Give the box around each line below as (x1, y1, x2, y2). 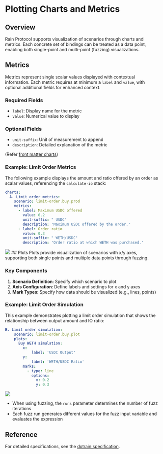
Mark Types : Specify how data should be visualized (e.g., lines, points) (12, 289, 156, 295)
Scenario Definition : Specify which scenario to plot (12, 279, 117, 284)
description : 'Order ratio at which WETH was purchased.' (23, 240, 144, 245)
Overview (5, 23, 36, 32)
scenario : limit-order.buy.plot (14, 332, 80, 337)
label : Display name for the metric (12, 108, 82, 114)
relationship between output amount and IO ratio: (5, 317, 105, 323)
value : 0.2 (23, 213, 45, 218)
